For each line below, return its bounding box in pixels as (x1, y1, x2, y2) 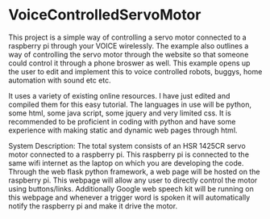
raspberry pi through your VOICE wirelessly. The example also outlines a (8, 40, 249, 50)
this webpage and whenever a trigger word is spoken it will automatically (8, 192, 251, 202)
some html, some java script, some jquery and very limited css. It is (8, 107, 231, 118)
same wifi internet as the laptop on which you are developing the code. (8, 158, 244, 167)
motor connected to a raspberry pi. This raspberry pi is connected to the (8, 150, 250, 159)
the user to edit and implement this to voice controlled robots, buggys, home (8, 66, 263, 76)
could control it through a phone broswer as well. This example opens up (8, 58, 251, 68)
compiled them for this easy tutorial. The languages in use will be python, (8, 99, 252, 109)
